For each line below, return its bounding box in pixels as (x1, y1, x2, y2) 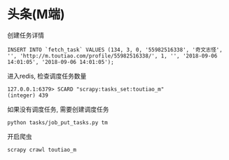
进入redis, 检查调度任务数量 (7, 72, 87, 80)
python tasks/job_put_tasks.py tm (7, 119, 109, 126)
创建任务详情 (7, 31, 44, 39)
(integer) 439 (7, 92, 49, 99)
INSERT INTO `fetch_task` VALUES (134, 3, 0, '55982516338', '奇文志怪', (7, 46, 223, 53)
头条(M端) (7, 6, 65, 22)
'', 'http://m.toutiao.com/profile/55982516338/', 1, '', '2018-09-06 (7, 52, 218, 60)
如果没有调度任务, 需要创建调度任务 (7, 105, 109, 113)
